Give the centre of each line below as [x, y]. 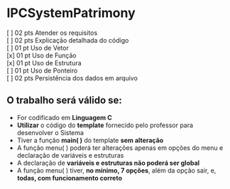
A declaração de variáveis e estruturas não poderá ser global [108, 163]
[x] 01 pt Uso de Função [42, 55]
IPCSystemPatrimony [71, 13]
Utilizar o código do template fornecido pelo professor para [105, 125]
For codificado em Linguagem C [65, 117]
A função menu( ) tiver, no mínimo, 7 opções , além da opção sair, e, [116, 170]
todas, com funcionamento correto [69, 178]
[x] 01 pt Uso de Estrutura [44, 63]
